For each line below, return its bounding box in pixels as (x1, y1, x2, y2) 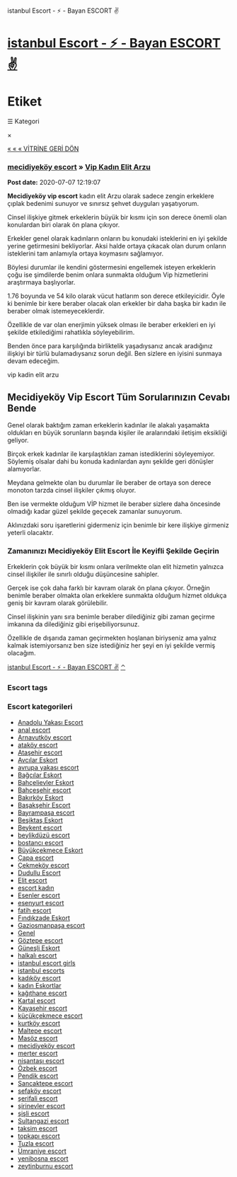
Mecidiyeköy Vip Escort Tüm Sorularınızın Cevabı (7, 391, 230, 403)
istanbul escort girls (17, 958, 76, 967)
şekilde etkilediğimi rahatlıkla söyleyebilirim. (7, 328, 135, 337)
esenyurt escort (17, 898, 64, 907)
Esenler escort (17, 891, 60, 900)
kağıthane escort (17, 989, 67, 997)
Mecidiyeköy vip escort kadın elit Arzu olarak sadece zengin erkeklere (7, 192, 214, 200)
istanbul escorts (17, 966, 65, 975)
